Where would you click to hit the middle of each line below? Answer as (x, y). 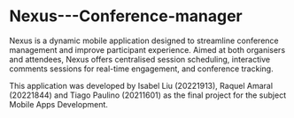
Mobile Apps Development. (59, 104)
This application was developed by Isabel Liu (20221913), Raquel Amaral (141, 85)
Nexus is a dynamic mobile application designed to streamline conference (144, 41)
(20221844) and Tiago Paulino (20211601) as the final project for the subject (147, 95)
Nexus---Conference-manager (126, 16)
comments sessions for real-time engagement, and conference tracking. (141, 69)
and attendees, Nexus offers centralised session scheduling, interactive (140, 59)
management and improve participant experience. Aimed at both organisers (147, 49)
